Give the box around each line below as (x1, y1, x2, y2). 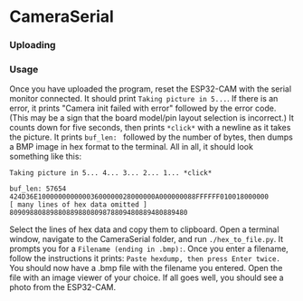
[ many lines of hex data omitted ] (9, 200, 147, 209)
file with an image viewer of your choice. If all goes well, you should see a (9, 272, 284, 283)
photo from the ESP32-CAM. (9, 282, 117, 293)
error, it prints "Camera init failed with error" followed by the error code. (9, 102, 277, 114)
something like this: (9, 151, 82, 162)
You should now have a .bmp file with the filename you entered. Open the (9, 263, 283, 274)
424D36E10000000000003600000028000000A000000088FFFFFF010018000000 (9, 192, 270, 201)
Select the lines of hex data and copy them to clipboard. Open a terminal (9, 224, 279, 235)
